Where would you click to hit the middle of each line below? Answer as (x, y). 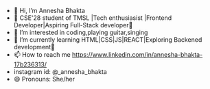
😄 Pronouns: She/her (44, 79)
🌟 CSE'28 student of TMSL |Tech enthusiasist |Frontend (93, 18)
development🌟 (34, 47)
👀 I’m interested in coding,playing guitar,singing (81, 32)
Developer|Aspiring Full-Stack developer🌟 (73, 25)
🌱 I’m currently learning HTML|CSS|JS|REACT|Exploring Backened (108, 40)
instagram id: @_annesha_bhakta (60, 72)
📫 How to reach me (42, 54)
